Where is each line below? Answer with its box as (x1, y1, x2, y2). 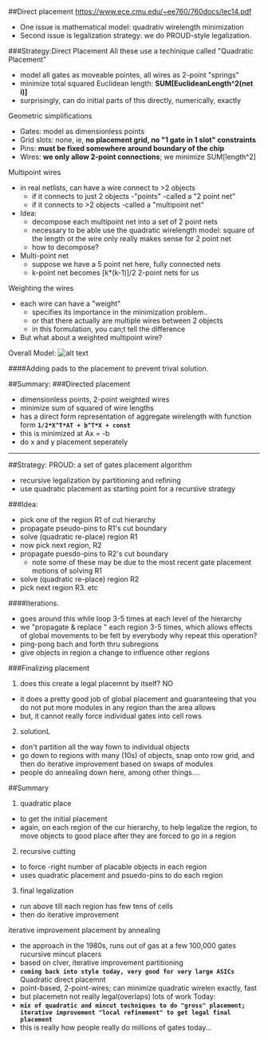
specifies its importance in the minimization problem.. (31, 308, 208, 316)
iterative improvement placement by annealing (8, 926, 161, 935)
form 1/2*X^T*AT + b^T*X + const (19, 420, 131, 430)
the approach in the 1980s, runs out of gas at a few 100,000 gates (19, 941, 237, 950)
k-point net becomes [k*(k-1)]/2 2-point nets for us (31, 268, 199, 277)
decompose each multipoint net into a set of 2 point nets (31, 217, 218, 226)
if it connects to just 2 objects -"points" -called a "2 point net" (31, 192, 236, 200)
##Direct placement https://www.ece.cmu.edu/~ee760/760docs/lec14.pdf (8, 7, 252, 16)
